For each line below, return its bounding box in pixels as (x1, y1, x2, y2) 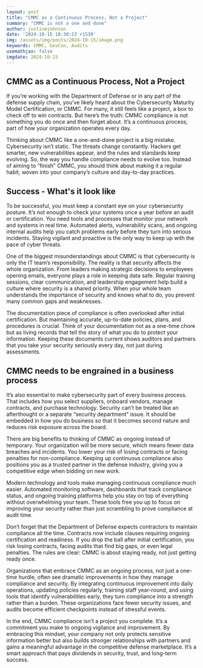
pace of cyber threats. (6, 241, 62, 249)
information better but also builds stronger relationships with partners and (6, 637, 191, 644)
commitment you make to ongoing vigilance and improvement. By (6, 624, 170, 631)
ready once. (6, 555, 36, 563)
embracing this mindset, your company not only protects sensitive (6, 630, 171, 638)
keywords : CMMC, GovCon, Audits (6, 43, 88, 49)
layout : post (6, 8, 39, 15)
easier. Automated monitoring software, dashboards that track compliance (6, 486, 192, 493)
